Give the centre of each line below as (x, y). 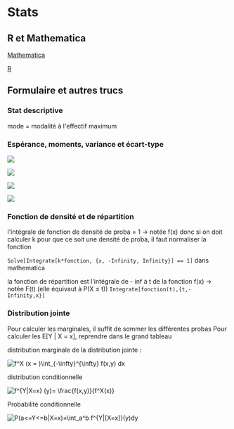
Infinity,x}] (26, 296)
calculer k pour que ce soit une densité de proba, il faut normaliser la (107, 239)
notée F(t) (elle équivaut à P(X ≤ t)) (58, 289)
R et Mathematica (47, 38)
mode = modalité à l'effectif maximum (62, 126)
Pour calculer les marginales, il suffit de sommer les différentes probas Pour (117, 329)
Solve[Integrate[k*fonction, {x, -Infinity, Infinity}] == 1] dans (108, 260)
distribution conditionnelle (45, 377)
